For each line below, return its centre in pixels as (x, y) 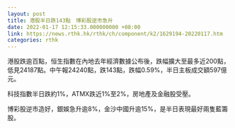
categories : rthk (33, 40)
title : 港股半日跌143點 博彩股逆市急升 (60, 21)
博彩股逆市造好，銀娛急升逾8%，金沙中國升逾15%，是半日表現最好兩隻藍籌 (118, 109)
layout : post (27, 14)
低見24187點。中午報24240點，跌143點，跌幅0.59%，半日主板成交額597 (114, 70)
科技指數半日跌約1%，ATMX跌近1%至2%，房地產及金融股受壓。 (101, 94)
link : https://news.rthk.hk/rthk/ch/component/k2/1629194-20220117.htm (115, 34)
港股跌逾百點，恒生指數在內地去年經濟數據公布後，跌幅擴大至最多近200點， (119, 62)
